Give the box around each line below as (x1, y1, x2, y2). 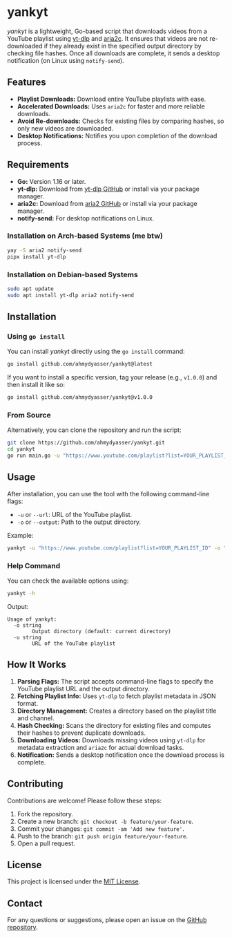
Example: (7, 531, 34, 539)
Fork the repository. (17, 809, 74, 818)
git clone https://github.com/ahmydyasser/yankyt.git (7, 440, 166, 447)
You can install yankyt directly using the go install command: (7, 347, 185, 356)
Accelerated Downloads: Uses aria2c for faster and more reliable (17, 102, 206, 111)
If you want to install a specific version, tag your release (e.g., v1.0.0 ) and (7, 373, 217, 382)
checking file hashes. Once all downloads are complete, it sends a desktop (7, 49, 220, 57)
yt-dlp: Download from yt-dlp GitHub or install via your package (17, 185, 200, 193)
